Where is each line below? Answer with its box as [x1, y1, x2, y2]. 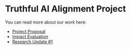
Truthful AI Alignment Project [5, 3, 126, 14]
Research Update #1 [12, 38, 53, 44]
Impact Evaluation [12, 34, 49, 39]
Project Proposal [12, 28, 46, 34]
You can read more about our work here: [5, 19, 87, 25]
